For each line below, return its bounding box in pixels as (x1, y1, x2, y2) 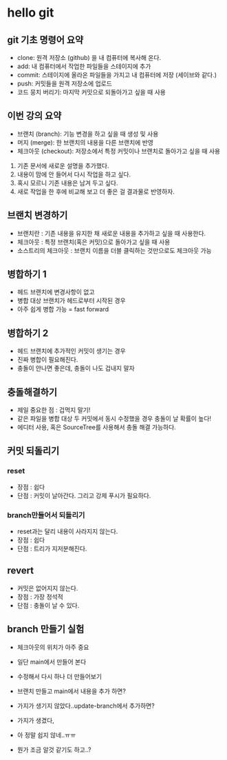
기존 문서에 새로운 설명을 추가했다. (17, 161, 109, 170)
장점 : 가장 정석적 (17, 593, 63, 601)
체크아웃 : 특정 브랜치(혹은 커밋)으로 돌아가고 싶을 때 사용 (17, 238, 171, 246)
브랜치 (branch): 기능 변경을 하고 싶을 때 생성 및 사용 (17, 130, 159, 138)
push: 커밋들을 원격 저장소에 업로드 (17, 79, 112, 88)
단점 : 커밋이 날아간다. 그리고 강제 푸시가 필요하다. (17, 491, 151, 500)
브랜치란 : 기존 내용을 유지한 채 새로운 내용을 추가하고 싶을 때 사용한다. (17, 229, 206, 237)
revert (7, 565, 34, 577)
